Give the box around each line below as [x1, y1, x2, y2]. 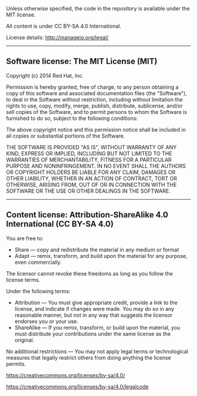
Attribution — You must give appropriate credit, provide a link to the [14, 299, 178, 306]
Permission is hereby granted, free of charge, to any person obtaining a [6, 83, 179, 90]
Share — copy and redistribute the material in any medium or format [14, 246, 179, 253]
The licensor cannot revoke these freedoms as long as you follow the [6, 270, 173, 277]
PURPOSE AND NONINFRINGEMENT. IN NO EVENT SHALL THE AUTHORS [6, 162, 186, 169]
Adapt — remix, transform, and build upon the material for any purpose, [14, 252, 188, 259]
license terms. [6, 276, 40, 283]
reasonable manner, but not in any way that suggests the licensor [14, 311, 173, 318]
